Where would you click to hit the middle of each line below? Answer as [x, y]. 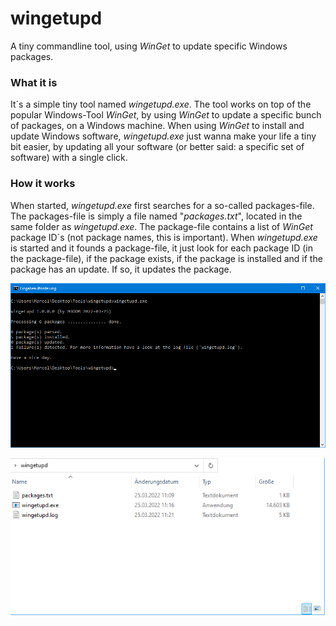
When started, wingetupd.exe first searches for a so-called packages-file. [162, 205]
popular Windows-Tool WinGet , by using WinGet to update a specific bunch [166, 115]
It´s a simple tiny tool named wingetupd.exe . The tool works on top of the [161, 104]
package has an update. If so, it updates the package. [121, 269]
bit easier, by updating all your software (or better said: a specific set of [157, 147]
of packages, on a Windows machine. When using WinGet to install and [157, 126]
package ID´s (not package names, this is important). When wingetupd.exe [164, 237]
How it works [43, 184]
